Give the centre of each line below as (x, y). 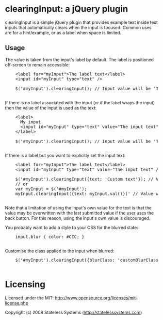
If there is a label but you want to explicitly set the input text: (65, 155)
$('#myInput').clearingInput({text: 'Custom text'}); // (84, 179)
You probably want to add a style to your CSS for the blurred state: (72, 227)
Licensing (25, 284)
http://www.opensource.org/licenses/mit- (97, 298)
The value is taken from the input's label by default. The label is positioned (80, 60)
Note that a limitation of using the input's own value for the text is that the (78, 208)
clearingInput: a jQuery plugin (67, 9)
